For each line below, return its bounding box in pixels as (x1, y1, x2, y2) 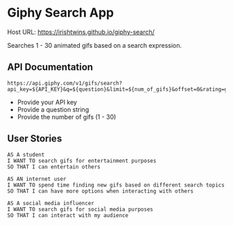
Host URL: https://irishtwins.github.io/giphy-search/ (7, 28, 155, 36)
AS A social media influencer (7, 200, 95, 207)
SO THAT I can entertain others (7, 163, 101, 171)
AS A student (7, 151, 45, 158)
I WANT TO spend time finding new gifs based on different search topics (7, 182, 225, 189)
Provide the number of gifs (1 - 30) (17, 112, 116, 121)
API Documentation (7, 61, 94, 73)
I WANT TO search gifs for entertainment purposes (7, 157, 157, 164)
